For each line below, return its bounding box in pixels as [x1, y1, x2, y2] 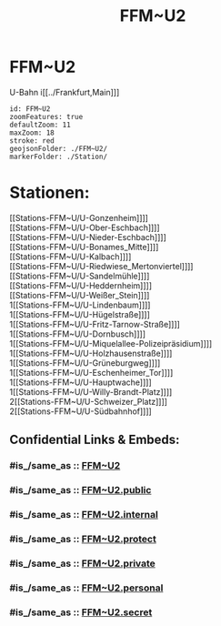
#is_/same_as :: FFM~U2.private [9, 557, 156, 570]
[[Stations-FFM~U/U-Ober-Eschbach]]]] [9, 222, 161, 233]
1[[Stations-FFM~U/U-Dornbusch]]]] [9, 328, 146, 339]
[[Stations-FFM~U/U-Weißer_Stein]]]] [9, 289, 150, 300]
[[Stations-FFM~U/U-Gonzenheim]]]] [9, 212, 148, 223]
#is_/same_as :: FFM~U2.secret [9, 606, 153, 619]
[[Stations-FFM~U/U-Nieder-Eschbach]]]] [9, 231, 166, 242]
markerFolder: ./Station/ [9, 152, 107, 161]
